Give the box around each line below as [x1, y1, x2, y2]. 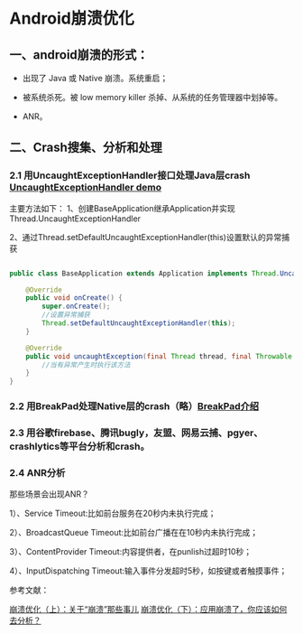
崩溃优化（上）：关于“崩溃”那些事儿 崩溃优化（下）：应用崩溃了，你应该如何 [9, 604, 288, 615]
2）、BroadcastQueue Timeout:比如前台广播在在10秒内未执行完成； [9, 527, 259, 538]
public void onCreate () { [25, 294, 124, 303]
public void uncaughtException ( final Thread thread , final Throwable [25, 351, 293, 361]
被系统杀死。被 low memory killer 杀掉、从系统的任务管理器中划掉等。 [22, 92, 283, 102]
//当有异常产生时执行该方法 [41, 360, 131, 369]
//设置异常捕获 [41, 311, 90, 320]
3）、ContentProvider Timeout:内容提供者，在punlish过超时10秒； [9, 546, 252, 557]
